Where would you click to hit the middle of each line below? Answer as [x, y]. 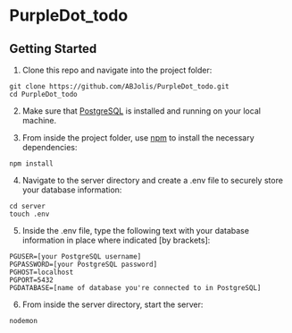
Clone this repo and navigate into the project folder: [117, 70]
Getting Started [53, 49]
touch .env [29, 214]
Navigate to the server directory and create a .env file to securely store [153, 180]
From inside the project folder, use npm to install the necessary [138, 138]
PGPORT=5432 [31, 280]
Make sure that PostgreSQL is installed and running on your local [142, 111]
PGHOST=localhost [42, 272]
